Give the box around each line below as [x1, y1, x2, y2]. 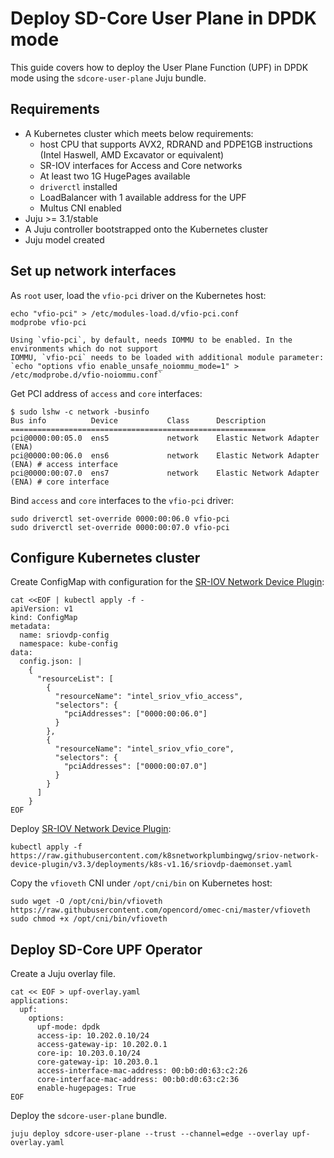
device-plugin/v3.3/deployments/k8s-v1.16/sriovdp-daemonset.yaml [10, 860, 293, 870]
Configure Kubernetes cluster [10, 549, 201, 566]
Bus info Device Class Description [10, 415, 267, 426]
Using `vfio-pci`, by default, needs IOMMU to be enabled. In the [10, 335, 293, 345]
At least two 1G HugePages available [39, 170, 191, 182]
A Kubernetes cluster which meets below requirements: [24, 127, 254, 139]
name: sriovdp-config [19, 630, 110, 641]
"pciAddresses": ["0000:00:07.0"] [63, 762, 208, 772]
